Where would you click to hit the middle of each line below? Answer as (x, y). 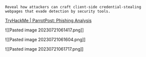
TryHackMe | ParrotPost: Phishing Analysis (49, 20)
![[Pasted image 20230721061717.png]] (44, 49)
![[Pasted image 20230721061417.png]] (45, 30)
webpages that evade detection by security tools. (58, 11)
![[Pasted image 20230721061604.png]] (45, 40)
